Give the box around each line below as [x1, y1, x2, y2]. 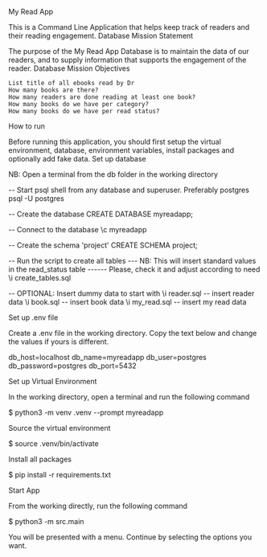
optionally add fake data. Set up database [8, 154, 146, 163]
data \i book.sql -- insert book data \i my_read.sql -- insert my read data [8, 297, 247, 306]
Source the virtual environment [8, 424, 111, 432]
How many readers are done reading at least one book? [8, 93, 196, 101]
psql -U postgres [8, 194, 64, 203]
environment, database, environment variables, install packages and [8, 145, 235, 155]
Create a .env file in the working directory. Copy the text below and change [8, 329, 257, 338]
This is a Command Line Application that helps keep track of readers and [8, 23, 250, 31]
